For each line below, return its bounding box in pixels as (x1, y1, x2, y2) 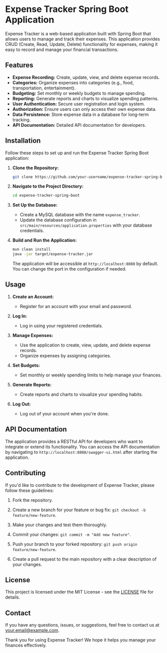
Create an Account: (12, 294, 54, 300)
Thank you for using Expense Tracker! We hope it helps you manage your (5, 637, 156, 643)
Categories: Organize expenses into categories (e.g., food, (12, 79, 134, 85)
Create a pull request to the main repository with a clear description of (12, 556, 157, 562)
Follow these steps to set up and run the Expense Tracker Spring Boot (5, 150, 149, 156)
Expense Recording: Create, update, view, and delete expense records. (12, 74, 160, 80)
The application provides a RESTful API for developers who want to (5, 438, 143, 444)
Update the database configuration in (19, 217, 97, 223)
